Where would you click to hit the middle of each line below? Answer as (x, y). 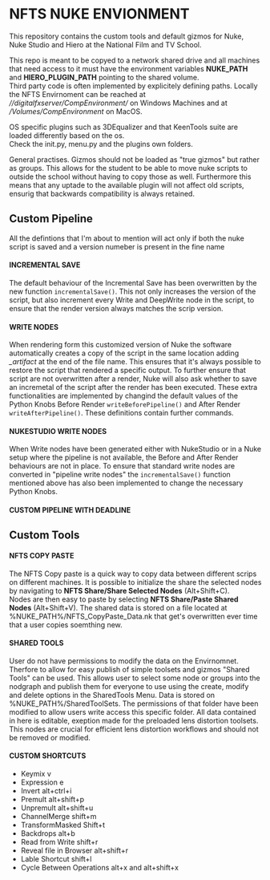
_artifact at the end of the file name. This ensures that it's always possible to (135, 362)
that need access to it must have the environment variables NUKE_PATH (129, 68)
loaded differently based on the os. (67, 135)
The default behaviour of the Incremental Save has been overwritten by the (133, 282)
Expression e (42, 782)
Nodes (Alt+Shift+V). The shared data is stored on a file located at (118, 607)
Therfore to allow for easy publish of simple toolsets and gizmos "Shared (130, 669)
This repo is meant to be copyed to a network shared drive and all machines (135, 60)
